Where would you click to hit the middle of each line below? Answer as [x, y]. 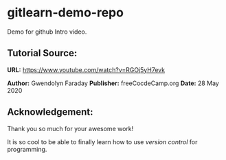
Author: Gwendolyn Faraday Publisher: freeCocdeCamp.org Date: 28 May [113, 83]
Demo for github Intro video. [47, 32]
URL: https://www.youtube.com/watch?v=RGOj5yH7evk [86, 69]
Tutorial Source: [42, 53]
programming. [27, 149]
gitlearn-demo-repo [65, 13]
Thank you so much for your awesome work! [70, 128]
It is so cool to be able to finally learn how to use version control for [102, 141]
